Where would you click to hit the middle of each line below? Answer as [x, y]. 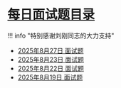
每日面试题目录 [51, 15]
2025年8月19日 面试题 [50, 77]
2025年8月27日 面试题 [51, 50]
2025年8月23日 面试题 [51, 59]
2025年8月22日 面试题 [51, 68]
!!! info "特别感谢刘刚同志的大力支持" [61, 35]
